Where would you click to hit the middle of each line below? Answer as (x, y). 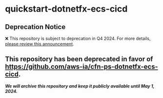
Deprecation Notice (35, 27)
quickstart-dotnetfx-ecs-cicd (66, 9)
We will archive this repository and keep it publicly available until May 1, (80, 86)
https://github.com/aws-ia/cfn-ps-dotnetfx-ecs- (82, 67)
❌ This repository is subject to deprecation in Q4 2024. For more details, (78, 38)
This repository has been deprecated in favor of (79, 59)
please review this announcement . (40, 44)
